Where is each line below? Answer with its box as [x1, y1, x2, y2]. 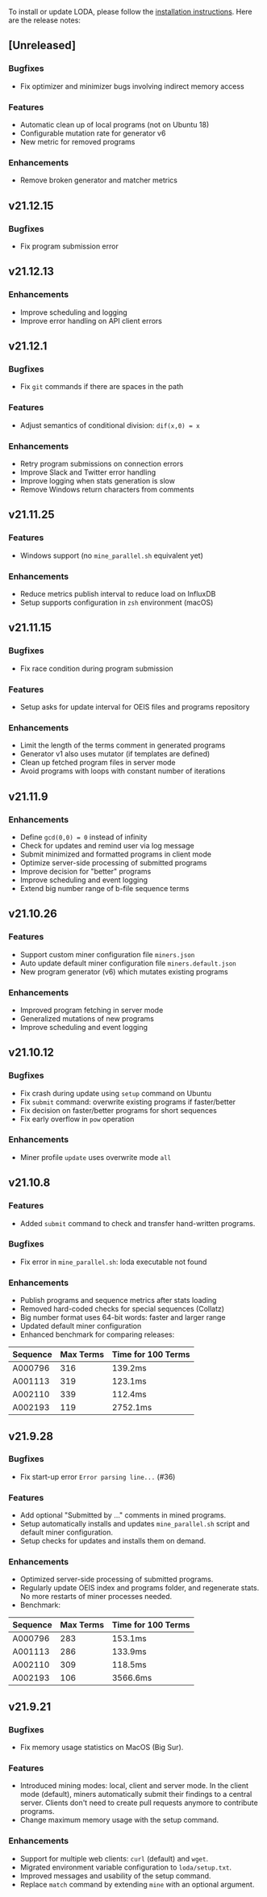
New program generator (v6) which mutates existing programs [19, 966, 228, 976]
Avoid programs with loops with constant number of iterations [19, 766, 226, 776]
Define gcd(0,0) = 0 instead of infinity [19, 831, 148, 842]
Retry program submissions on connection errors [19, 459, 184, 468]
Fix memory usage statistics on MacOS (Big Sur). [19, 1743, 184, 1753]
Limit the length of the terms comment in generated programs [19, 740, 226, 750]
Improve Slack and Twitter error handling [19, 467, 156, 477]
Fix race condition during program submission [19, 664, 173, 673]
